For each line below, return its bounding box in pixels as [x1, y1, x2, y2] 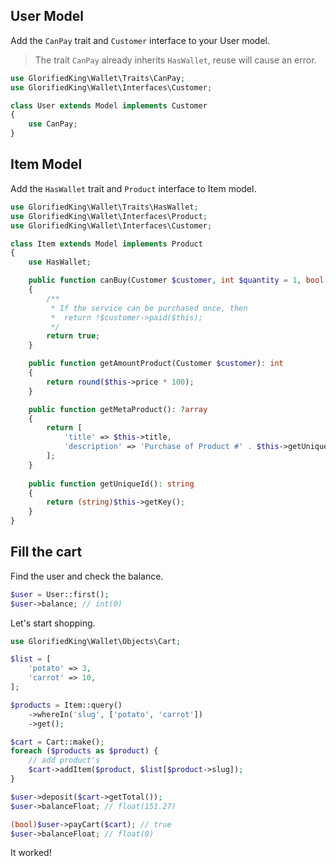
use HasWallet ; [28, 257, 92, 268]
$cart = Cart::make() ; [10, 737, 105, 747]
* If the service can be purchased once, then [50, 303, 248, 313]
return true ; [46, 331, 101, 341]
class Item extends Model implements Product [10, 239, 203, 249]
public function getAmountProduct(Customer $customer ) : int [28, 359, 284, 369]
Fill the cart [10, 544, 83, 561]
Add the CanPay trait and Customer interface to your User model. [10, 34, 271, 46]
